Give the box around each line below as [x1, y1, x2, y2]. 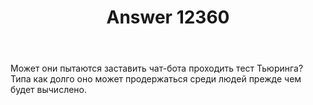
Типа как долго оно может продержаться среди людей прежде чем [10, 73, 302, 85]
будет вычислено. [10, 84, 88, 96]
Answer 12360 [106, 6, 230, 29]
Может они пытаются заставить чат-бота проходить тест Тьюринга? [10, 62, 304, 75]
